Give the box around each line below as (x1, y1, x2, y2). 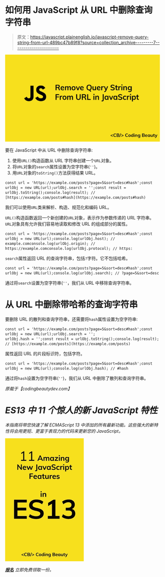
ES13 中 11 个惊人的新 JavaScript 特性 (5, 405, 158, 416)
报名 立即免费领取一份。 (5, 567, 54, 573)
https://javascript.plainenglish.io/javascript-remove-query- (30, 34, 149, 40)
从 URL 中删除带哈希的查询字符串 (5, 299, 138, 310)
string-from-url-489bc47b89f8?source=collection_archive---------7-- (17, 39, 160, 45)
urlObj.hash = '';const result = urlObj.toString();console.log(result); (5, 336, 160, 341)
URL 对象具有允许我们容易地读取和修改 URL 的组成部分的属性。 (5, 221, 130, 227)
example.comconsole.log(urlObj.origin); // (5, 241, 96, 246)
